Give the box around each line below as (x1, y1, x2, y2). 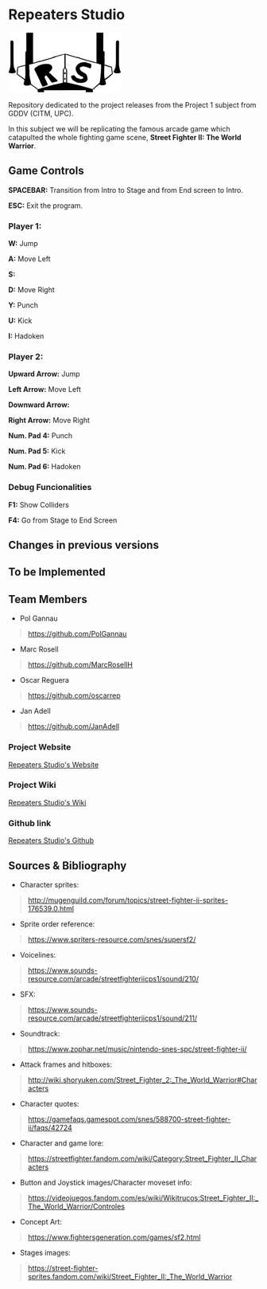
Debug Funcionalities (8, 482, 92, 493)
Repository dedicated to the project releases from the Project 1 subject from (8, 100, 257, 109)
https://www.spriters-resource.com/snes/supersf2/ (27, 934, 196, 944)
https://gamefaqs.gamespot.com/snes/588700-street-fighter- (27, 1114, 231, 1124)
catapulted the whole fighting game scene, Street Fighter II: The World (8, 132, 242, 142)
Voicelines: (19, 950, 56, 959)
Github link (8, 817, 52, 829)
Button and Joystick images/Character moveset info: (19, 1177, 192, 1187)
